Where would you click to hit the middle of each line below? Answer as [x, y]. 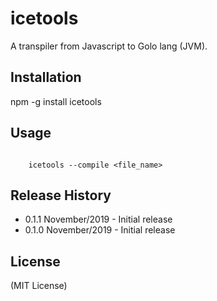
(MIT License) [39, 286]
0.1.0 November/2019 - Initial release [100, 230]
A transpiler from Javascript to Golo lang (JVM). [109, 46]
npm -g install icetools [56, 101]
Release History [61, 195]
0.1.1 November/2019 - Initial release [98, 219]
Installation [46, 77]
